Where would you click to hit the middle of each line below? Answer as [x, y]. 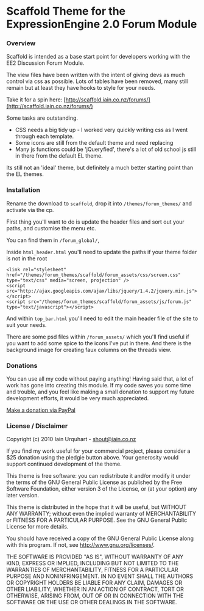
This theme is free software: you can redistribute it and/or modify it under [98, 476]
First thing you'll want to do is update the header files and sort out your [95, 222]
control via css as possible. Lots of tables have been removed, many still [97, 81]
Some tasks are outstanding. [42, 118]
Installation [23, 190]
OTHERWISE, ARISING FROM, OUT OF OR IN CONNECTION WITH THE [95, 596]
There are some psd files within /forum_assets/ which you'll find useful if [98, 337]
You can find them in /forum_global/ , [53, 240]
